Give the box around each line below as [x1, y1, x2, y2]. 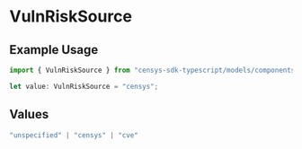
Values [9, 107, 49, 122]
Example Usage [9, 42, 99, 57]
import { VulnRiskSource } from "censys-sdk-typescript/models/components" [9, 66, 299, 74]
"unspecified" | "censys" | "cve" [9, 130, 139, 140]
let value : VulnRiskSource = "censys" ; [9, 82, 159, 91]
